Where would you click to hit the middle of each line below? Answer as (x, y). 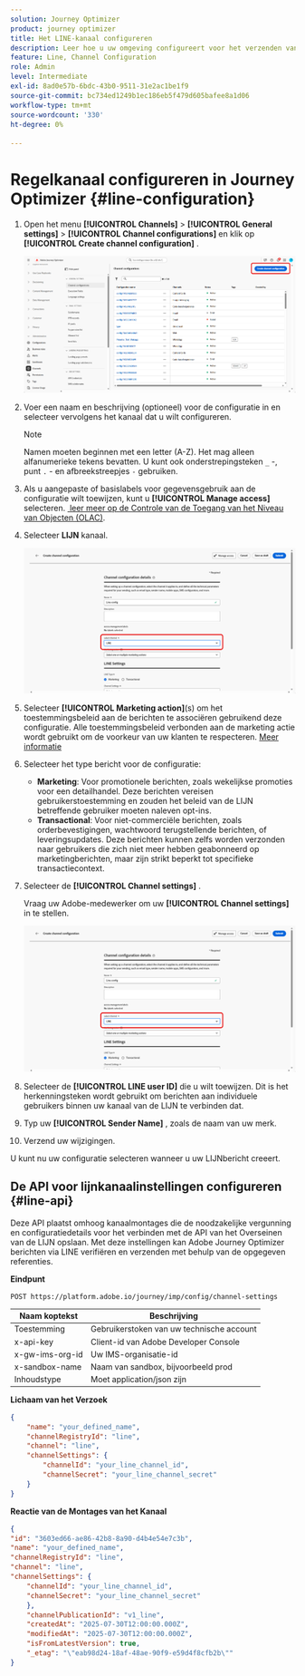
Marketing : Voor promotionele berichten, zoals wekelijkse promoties (165, 782)
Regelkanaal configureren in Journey (152, 180)
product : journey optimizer (63, 29)
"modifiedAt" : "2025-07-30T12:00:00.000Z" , (110, 1634)
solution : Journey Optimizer (65, 19)
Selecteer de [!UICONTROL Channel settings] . (112, 886)
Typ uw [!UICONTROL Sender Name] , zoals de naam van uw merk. (150, 1123)
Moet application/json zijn (139, 1380)
